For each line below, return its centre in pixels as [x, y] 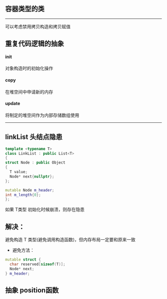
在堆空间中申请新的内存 [29, 92]
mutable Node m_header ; [30, 190]
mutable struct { [23, 260]
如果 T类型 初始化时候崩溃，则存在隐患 [45, 209]
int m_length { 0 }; [23, 195]
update [13, 103]
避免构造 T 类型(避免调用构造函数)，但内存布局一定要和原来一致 [70, 240]
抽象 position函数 [32, 290]
